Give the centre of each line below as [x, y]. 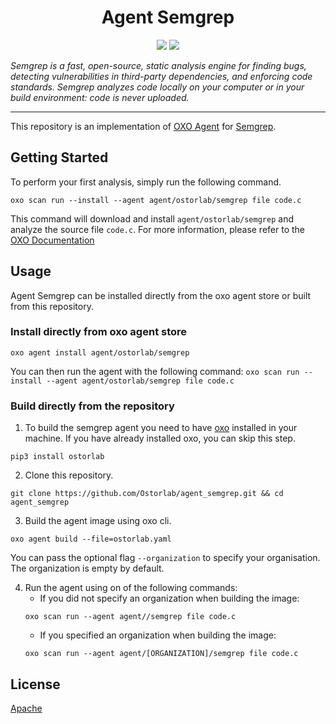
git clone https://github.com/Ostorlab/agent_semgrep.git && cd [147, 494]
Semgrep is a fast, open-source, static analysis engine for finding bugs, [158, 65]
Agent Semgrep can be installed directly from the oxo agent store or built [161, 295]
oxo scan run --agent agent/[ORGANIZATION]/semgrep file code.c [161, 654]
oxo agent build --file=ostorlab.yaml [91, 539]
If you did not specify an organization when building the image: [169, 598]
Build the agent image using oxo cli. [98, 521]
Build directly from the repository [92, 406]
